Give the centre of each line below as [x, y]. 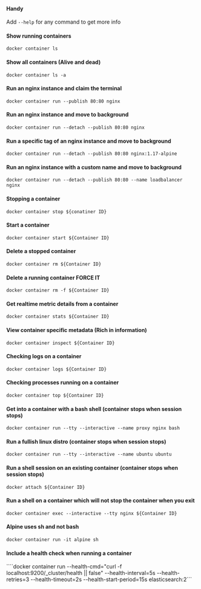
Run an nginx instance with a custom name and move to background [94, 167]
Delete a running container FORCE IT [53, 277]
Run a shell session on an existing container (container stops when [92, 468]
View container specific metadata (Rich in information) [77, 330]
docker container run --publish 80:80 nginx [63, 101]
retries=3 [18, 579]
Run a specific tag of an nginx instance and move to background [89, 141]
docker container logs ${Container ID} [57, 369]
